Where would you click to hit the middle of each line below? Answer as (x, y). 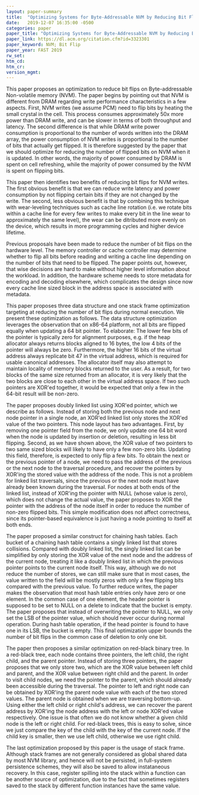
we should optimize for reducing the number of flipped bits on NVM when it (98, 152)
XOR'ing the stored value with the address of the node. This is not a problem (99, 475)
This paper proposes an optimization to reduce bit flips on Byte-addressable (99, 89)
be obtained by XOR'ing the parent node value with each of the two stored (97, 693)
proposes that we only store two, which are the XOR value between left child (99, 667)
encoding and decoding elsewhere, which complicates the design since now (99, 282)
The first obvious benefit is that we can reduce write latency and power (93, 189)
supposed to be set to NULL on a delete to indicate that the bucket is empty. (99, 606)
